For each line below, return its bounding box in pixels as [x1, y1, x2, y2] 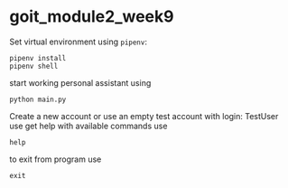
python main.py [9, 95, 67, 104]
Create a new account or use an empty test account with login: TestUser [9, 110, 279, 121]
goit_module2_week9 [9, 6, 174, 27]
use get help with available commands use [9, 120, 168, 131]
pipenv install [9, 53, 67, 62]
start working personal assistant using [9, 77, 152, 88]
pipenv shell [9, 61, 59, 70]
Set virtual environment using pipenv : [9, 36, 147, 47]
